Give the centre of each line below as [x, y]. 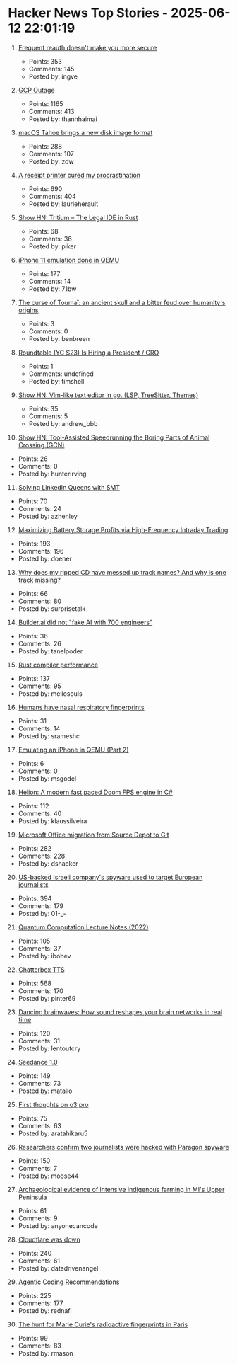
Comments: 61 [39, 1261]
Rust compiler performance [58, 665]
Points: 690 [45, 188]
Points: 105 [34, 941]
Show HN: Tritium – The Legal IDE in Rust [78, 217]
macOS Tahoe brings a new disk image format [85, 132]
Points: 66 [33, 593]
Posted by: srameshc [49, 736]
